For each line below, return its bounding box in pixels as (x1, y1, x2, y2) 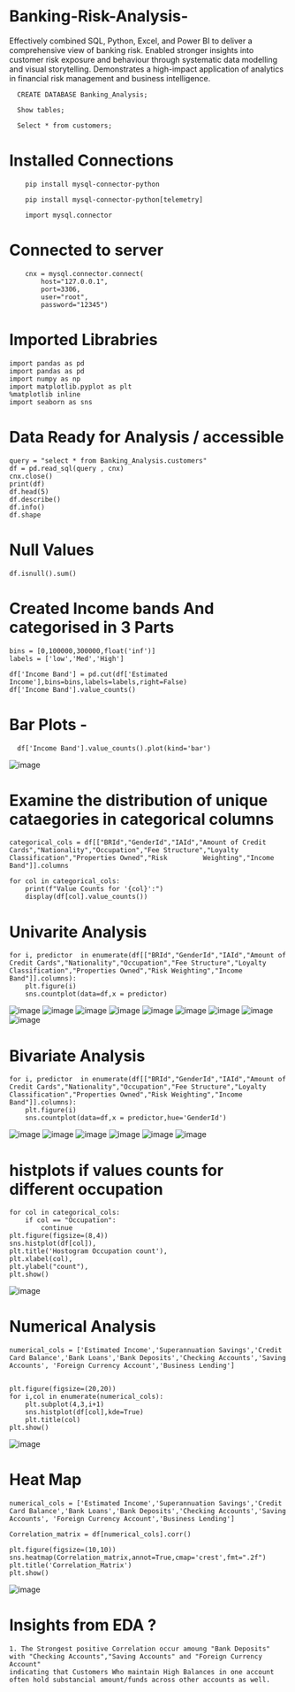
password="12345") (41, 300, 109, 309)
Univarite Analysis (9, 922, 147, 942)
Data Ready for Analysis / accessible (9, 427, 284, 447)
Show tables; (17, 105, 65, 114)
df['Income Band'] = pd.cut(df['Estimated (9, 670, 168, 679)
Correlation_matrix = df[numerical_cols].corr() (9, 1530, 192, 1539)
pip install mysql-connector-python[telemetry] (25, 195, 203, 204)
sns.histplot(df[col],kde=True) (25, 1408, 144, 1417)
